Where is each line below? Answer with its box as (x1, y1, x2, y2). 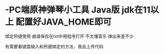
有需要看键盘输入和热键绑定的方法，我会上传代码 (5, 43, 103, 49)
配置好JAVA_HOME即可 (15, 16, 112, 27)
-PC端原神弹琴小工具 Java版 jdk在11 (5, 4, 150, 15)
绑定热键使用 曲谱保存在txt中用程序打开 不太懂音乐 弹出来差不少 (5, 33, 134, 39)
